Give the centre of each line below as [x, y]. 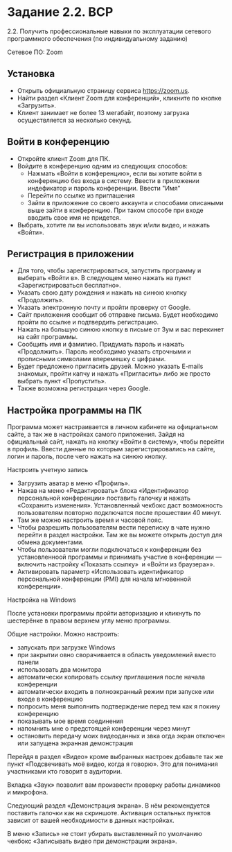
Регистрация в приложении [71, 254]
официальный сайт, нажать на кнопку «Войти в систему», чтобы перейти [116, 442]
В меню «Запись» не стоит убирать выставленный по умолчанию [105, 834]
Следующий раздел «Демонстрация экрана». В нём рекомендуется [108, 806]
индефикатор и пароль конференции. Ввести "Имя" [104, 188]
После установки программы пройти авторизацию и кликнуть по [104, 614]
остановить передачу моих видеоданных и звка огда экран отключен [121, 736]
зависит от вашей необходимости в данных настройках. [91, 820]
